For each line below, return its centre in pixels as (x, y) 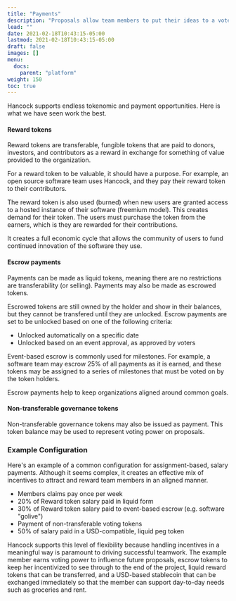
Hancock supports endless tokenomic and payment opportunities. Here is (114, 106)
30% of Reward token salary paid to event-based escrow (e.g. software (121, 509)
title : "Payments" (34, 14)
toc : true (22, 86)
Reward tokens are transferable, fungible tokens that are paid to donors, (111, 145)
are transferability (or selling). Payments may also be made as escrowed (112, 285)
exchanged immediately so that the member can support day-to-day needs (116, 583)
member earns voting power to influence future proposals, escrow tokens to (118, 560)
